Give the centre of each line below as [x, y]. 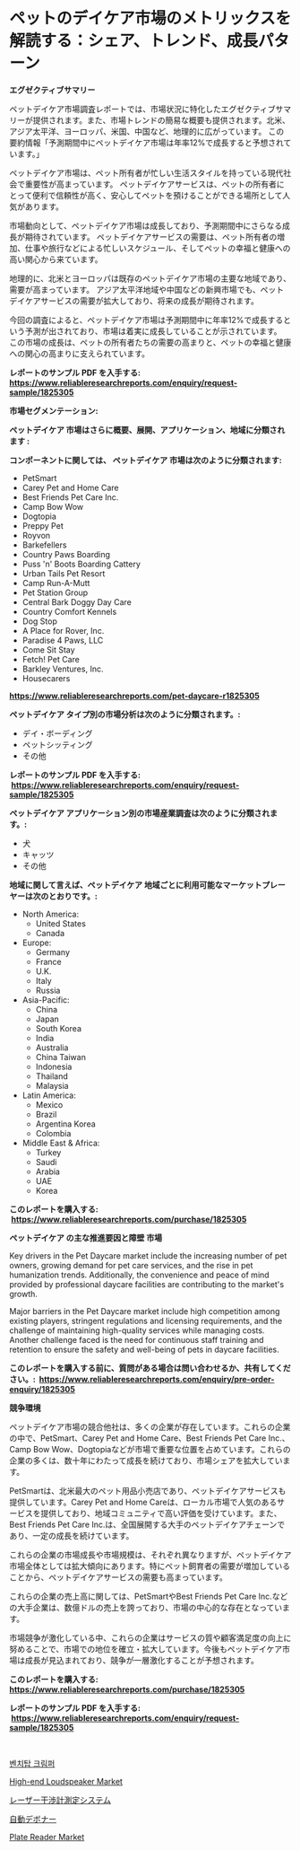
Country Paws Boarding [66, 554]
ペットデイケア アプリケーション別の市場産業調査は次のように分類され [140, 812]
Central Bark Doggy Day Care [77, 601]
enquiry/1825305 [43, 1389]
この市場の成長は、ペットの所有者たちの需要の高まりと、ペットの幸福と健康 [150, 342]
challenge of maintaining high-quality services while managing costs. [137, 1330]
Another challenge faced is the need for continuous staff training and [137, 1339]
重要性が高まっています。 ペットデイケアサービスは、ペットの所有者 [151, 184]
